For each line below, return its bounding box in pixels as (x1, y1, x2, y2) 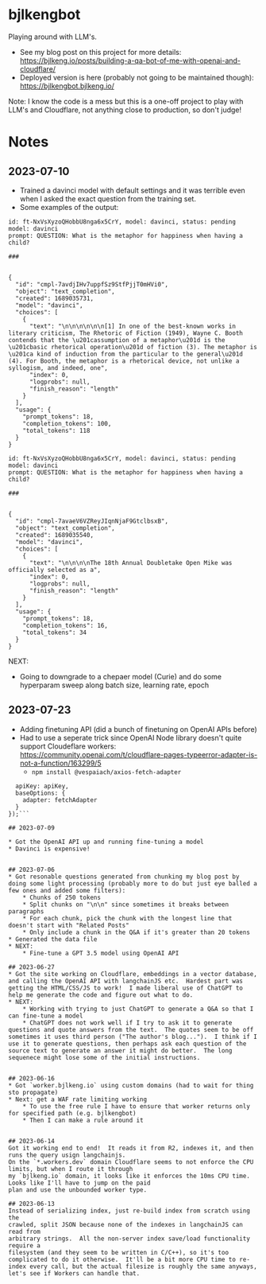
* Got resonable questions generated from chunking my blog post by (8, 873, 240, 881)
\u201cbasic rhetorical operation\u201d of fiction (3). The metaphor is (8, 343, 258, 351)
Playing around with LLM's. (8, 32, 98, 41)
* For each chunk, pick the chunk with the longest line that (22, 914, 233, 922)
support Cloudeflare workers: (19, 741, 117, 751)
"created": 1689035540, (15, 531, 94, 539)
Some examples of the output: (19, 202, 119, 212)
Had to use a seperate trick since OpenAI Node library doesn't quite (19, 733, 242, 742)
